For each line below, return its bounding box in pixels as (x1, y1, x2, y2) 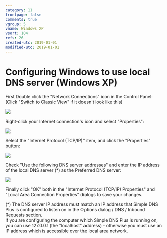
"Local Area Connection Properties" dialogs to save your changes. (5, 191, 143, 197)
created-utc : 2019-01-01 (5, 40, 57, 45)
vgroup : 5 (5, 21, 26, 27)
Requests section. (5, 212, 43, 218)
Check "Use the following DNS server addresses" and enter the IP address (5, 162, 160, 168)
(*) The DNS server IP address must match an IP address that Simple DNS (5, 201, 158, 207)
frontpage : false (5, 12, 42, 17)
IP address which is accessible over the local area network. (5, 228, 128, 234)
